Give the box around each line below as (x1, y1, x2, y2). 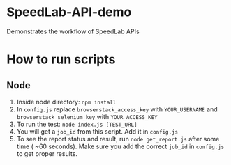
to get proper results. (16, 149, 78, 157)
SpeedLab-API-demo (6, 4, 132, 20)
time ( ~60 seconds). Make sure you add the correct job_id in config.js (16, 142, 225, 150)
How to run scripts (6, 52, 116, 68)
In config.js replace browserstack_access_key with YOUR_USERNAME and (16, 105, 218, 113)
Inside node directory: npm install (16, 97, 117, 106)
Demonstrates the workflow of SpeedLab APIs (6, 27, 140, 36)
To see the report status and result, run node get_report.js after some (16, 134, 220, 143)
